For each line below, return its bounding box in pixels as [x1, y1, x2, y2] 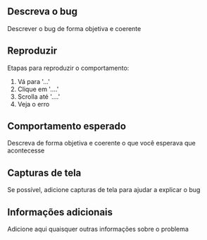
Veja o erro [17, 100, 50, 108]
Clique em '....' [17, 85, 59, 93]
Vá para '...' [17, 77, 51, 85]
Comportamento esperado [7, 120, 127, 133]
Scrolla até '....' [17, 92, 61, 101]
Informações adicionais [7, 206, 113, 218]
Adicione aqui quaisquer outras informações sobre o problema [7, 225, 189, 234]
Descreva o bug [7, 6, 77, 18]
